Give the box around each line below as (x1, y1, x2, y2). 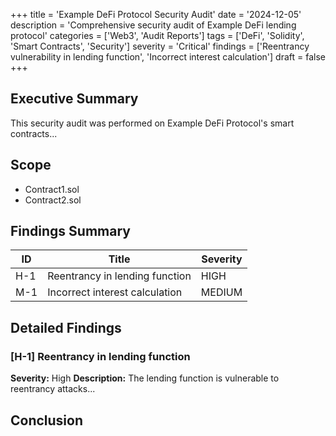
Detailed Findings (10, 319, 122, 336)
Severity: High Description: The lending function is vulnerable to (10, 372, 280, 384)
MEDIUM (200, 285, 243, 299)
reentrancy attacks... (10, 383, 96, 395)
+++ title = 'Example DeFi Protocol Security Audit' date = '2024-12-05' (10, 9, 302, 20)
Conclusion (10, 412, 84, 429)
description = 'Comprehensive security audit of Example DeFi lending (10, 19, 297, 31)
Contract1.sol (24, 183, 80, 195)
